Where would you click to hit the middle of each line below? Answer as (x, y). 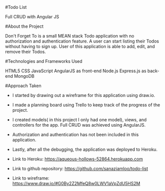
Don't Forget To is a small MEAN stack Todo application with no (70, 36)
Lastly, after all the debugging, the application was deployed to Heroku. (85, 149)
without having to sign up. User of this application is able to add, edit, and (80, 46)
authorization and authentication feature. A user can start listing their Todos (82, 41)
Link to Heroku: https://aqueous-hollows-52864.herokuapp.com (78, 159)
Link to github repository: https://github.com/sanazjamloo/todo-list (80, 168)
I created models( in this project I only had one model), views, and (79, 120)
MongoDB (24, 76)
